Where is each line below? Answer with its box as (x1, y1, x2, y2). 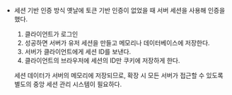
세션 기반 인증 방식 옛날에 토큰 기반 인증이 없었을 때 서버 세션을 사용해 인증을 (13, 6, 226, 14)
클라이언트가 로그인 (24, 30, 79, 38)
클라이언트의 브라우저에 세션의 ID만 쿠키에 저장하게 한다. (24, 56, 180, 65)
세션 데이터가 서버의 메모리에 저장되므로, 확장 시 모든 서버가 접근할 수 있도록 (13, 71, 224, 80)
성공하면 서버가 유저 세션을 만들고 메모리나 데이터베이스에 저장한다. (24, 39, 210, 47)
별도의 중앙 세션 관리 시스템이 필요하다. (13, 80, 122, 88)
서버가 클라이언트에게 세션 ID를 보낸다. (24, 48, 132, 56)
